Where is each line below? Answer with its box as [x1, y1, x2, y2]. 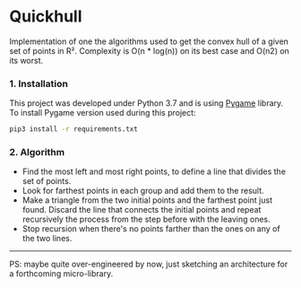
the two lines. [21, 233, 73, 244]
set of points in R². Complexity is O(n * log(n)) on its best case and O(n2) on [9, 45, 289, 56]
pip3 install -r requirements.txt [9, 125, 139, 134]
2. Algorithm [9, 146, 65, 159]
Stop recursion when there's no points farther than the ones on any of [21, 223, 280, 234]
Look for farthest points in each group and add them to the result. [21, 186, 264, 196]
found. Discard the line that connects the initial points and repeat [21, 205, 262, 215]
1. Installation [9, 77, 69, 90]
